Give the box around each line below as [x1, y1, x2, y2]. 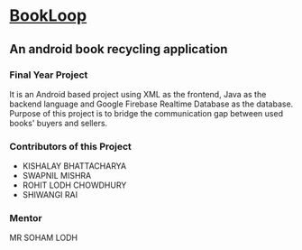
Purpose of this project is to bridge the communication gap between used [9, 107, 284, 118]
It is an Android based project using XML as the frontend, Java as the [9, 88, 267, 99]
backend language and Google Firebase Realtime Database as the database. [9, 98, 294, 109]
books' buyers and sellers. [9, 117, 108, 128]
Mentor [9, 212, 42, 225]
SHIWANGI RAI [22, 190, 78, 200]
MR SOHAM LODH [9, 232, 78, 244]
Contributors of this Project [9, 140, 133, 153]
